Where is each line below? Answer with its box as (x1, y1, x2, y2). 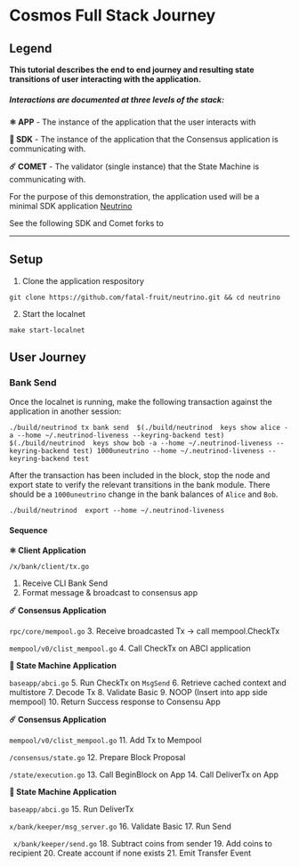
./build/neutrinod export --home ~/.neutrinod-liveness (9, 506, 225, 515)
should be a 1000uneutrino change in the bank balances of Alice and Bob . (9, 489, 279, 499)
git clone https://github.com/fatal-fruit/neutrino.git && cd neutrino (9, 293, 280, 302)
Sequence (9, 525, 48, 536)
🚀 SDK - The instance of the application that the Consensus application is (9, 134, 279, 144)
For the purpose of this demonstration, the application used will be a (9, 190, 260, 201)
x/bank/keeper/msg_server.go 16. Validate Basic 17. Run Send (9, 821, 231, 831)
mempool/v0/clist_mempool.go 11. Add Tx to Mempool (9, 734, 202, 745)
